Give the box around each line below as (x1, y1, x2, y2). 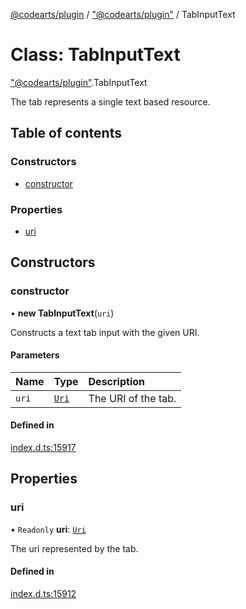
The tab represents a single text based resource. (10, 95, 211, 108)
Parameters (10, 349, 60, 361)
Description (88, 374, 145, 388)
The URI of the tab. (88, 391, 177, 405)
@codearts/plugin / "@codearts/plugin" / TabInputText (10, 9, 236, 20)
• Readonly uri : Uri (10, 523, 87, 535)
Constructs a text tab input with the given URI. (10, 326, 200, 338)
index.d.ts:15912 (10, 587, 77, 599)
